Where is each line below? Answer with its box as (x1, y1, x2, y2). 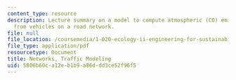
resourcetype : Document (7, 49, 77, 56)
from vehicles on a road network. (13, 23, 114, 30)
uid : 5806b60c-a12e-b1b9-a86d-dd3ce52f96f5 (7, 62, 137, 69)
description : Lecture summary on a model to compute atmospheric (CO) (7, 17, 218, 24)
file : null (7, 29, 39, 37)
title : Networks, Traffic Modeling (7, 56, 112, 63)
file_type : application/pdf (7, 42, 90, 49)
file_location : (7, 36, 52, 43)
